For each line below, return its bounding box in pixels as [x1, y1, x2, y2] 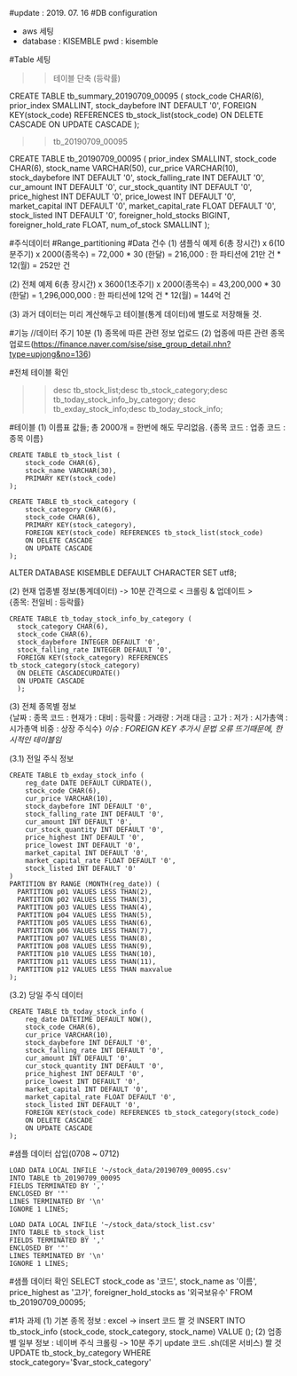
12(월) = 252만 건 [9, 260, 71, 270]
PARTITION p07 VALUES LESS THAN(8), [17, 934, 152, 943]
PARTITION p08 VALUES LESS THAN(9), [17, 942, 152, 951]
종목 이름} [9, 433, 44, 443]
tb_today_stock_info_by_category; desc [52, 394, 197, 405]
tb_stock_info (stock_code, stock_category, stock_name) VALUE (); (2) [9, 1326, 266, 1337]
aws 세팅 [21, 26, 55, 36]
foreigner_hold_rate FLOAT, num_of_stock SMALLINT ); [9, 219, 210, 230]
